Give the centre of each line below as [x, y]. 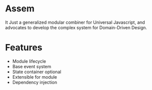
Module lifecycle [29, 61]
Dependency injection [35, 82]
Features [24, 48]
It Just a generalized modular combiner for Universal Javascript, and [75, 22]
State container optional [37, 72]
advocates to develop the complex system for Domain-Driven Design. [76, 27]
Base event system [32, 66]
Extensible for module [35, 77]
